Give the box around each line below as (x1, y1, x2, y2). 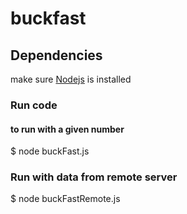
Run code (10, 98, 58, 112)
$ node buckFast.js (10, 145, 90, 157)
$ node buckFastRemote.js (10, 193, 121, 205)
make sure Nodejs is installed (10, 73, 132, 85)
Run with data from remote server (10, 170, 178, 184)
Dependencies (10, 47, 103, 64)
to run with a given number (10, 123, 125, 135)
